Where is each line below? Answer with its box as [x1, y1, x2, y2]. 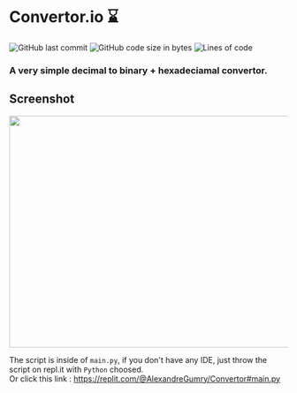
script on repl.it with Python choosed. [9, 364, 144, 374]
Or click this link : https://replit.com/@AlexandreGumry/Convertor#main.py [9, 373, 281, 384]
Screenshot [9, 92, 75, 107]
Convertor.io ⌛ [9, 7, 119, 27]
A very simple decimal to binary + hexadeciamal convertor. [9, 64, 268, 76]
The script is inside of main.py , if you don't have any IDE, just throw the [9, 354, 268, 365]
